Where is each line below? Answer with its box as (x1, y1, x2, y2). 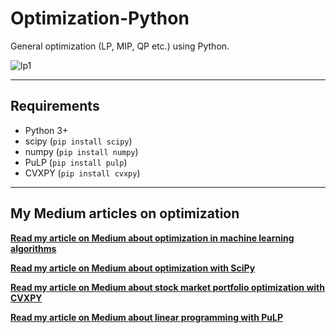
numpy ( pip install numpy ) (24, 145, 139, 157)
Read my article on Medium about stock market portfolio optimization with (10, 281, 325, 293)
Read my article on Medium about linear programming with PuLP (10, 311, 283, 323)
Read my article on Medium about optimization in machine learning (10, 232, 295, 244)
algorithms (10, 242, 57, 254)
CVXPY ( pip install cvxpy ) (24, 167, 141, 179)
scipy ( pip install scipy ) (24, 135, 133, 147)
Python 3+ (24, 124, 69, 136)
